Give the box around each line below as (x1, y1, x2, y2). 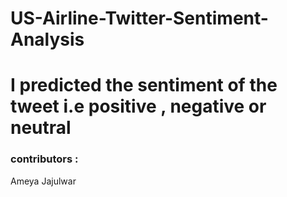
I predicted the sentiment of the (10, 74, 278, 97)
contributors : (10, 152, 79, 166)
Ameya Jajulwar (10, 175, 77, 187)
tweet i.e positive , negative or (10, 95, 267, 118)
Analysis (10, 28, 85, 51)
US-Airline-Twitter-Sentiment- (10, 7, 269, 30)
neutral (10, 117, 72, 139)
